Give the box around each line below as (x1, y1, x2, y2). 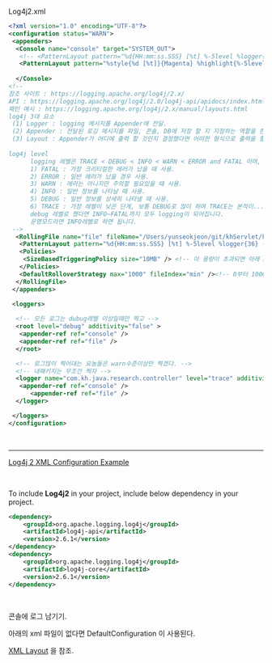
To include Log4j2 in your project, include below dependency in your (8, 488, 239, 498)
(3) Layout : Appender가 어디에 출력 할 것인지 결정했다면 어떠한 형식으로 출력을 (11, 135, 257, 143)
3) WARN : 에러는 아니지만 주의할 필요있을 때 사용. (29, 180, 183, 188)
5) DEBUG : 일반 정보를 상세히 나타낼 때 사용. (29, 195, 170, 204)
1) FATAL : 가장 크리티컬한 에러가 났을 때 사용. (29, 165, 176, 173)
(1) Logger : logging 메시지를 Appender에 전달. (11, 120, 168, 128)
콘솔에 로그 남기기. (8, 611, 67, 621)
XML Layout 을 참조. (8, 646, 74, 656)
